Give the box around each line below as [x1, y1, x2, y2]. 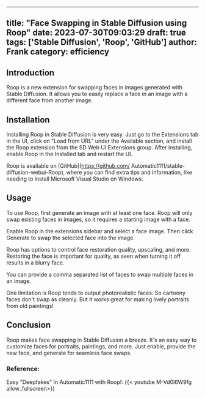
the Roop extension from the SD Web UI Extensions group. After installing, [6, 144, 193, 151]
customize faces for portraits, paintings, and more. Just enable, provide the [6, 342, 196, 350]
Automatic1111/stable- [131, 162, 185, 170]
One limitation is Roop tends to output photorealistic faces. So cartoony [6, 289, 186, 296]
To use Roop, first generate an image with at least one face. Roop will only [6, 209, 193, 216]
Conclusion [6, 320, 51, 331]
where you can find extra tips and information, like [66, 169, 193, 176]
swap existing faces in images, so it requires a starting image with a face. [6, 216, 191, 223]
